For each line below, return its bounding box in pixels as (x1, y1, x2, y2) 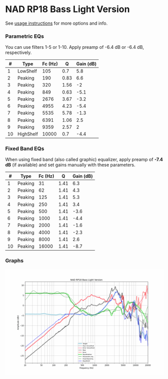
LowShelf (17, 68, 37, 74)
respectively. (5, 49, 32, 56)
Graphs (5, 257, 24, 264)
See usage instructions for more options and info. (5, 20, 108, 26)
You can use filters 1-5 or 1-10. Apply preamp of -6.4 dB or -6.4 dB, (5, 44, 144, 50)
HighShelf (17, 131, 38, 137)
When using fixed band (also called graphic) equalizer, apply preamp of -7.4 (5, 157, 163, 163)
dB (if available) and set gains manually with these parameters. (5, 162, 136, 168)
